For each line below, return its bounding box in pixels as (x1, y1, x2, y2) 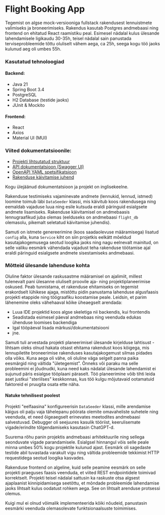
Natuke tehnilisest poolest (5, 392, 60, 398)
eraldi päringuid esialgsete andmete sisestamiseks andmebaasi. (5, 250, 135, 256)
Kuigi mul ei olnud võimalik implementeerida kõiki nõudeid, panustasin (5, 500, 147, 506)
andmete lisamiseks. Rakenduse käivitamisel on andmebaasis (5, 209, 130, 215)
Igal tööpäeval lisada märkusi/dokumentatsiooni (12, 324, 109, 330)
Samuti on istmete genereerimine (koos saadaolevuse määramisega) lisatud (5, 229, 159, 235)
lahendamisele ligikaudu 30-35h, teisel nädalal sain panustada (5, 35, 132, 41)
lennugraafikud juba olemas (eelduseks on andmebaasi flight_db (5, 214, 138, 220)
